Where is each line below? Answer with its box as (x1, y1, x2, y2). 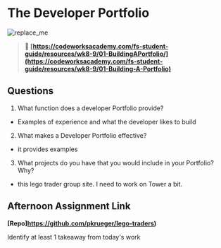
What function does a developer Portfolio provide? (17, 104, 164, 112)
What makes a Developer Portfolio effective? (17, 131, 147, 139)
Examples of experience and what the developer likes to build (17, 117, 196, 126)
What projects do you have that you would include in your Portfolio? (17, 158, 215, 167)
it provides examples (17, 145, 78, 153)
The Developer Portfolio (7, 5, 150, 21)
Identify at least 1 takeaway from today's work (7, 232, 141, 241)
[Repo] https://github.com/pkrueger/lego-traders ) (7, 219, 157, 228)
